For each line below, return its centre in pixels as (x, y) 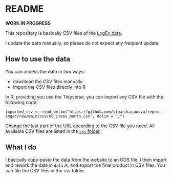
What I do (21, 147)
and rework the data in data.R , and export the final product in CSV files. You (85, 165)
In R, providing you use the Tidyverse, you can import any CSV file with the (84, 97)
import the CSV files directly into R (49, 87)
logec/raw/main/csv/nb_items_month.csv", (50, 116)
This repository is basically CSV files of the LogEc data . (64, 33)
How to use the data (38, 59)
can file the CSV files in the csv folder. (45, 170)
